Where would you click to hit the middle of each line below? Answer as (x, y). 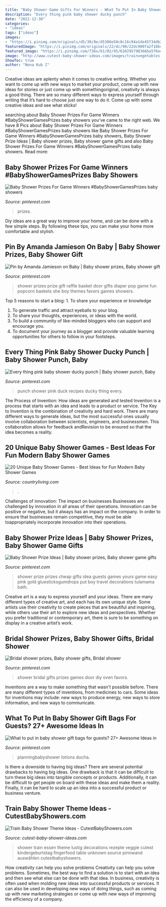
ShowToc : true (20, 60)
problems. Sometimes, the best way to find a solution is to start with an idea (82, 873)
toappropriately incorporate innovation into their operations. (66, 522)
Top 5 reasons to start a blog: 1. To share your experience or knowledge (78, 300)
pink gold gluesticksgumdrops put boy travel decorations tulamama (86, 582)
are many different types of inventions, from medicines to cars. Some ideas (82, 692)
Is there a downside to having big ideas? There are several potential (74, 766)
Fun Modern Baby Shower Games (58, 455)
